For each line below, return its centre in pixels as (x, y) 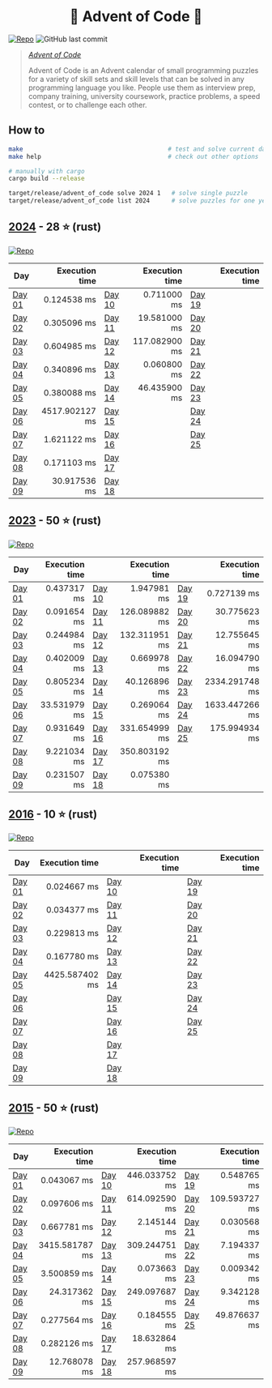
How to (27, 130)
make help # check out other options (134, 156)
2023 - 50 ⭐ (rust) (55, 521)
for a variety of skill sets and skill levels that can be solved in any (136, 79)
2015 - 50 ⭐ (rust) (54, 1108)
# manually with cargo (47, 171)
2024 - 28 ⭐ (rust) (55, 227)
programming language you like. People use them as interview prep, (142, 88)
